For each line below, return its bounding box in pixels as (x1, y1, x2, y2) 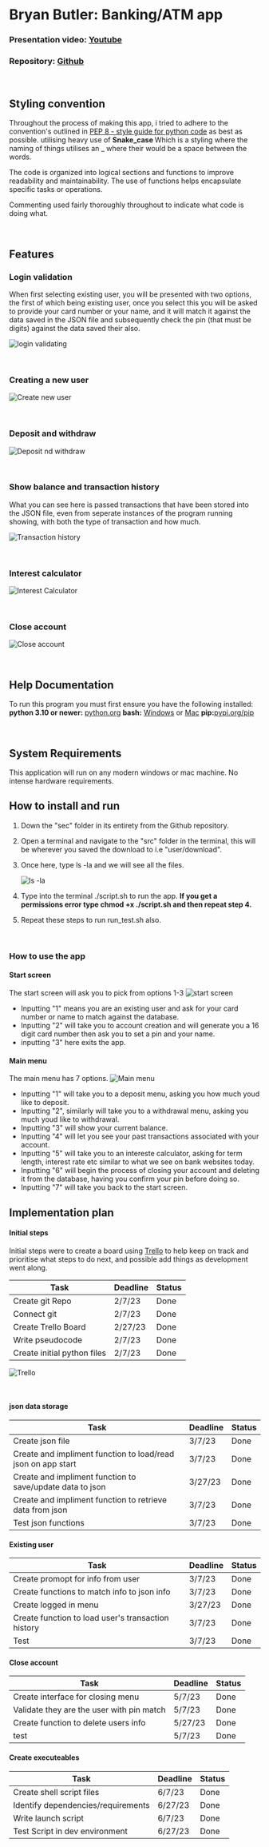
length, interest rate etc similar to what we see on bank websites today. (20, 1157, 255, 1167)
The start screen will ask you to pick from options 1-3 (9, 987, 184, 997)
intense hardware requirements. (9, 776, 114, 786)
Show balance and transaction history (9, 481, 160, 493)
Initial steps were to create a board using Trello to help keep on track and (9, 1246, 250, 1255)
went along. (9, 1263, 48, 1272)
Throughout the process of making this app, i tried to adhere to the (9, 118, 228, 128)
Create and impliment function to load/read (13, 1448, 175, 1459)
